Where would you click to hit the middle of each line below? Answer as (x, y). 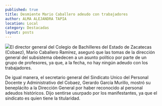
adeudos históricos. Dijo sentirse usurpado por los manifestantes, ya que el (81, 93)
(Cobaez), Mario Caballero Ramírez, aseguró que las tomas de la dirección (80, 52)
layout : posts (20, 32)
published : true (22, 10)
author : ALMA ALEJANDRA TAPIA (36, 19)
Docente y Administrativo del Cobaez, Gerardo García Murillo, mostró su (78, 82)
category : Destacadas (27, 28)
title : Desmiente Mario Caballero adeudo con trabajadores (67, 14)
